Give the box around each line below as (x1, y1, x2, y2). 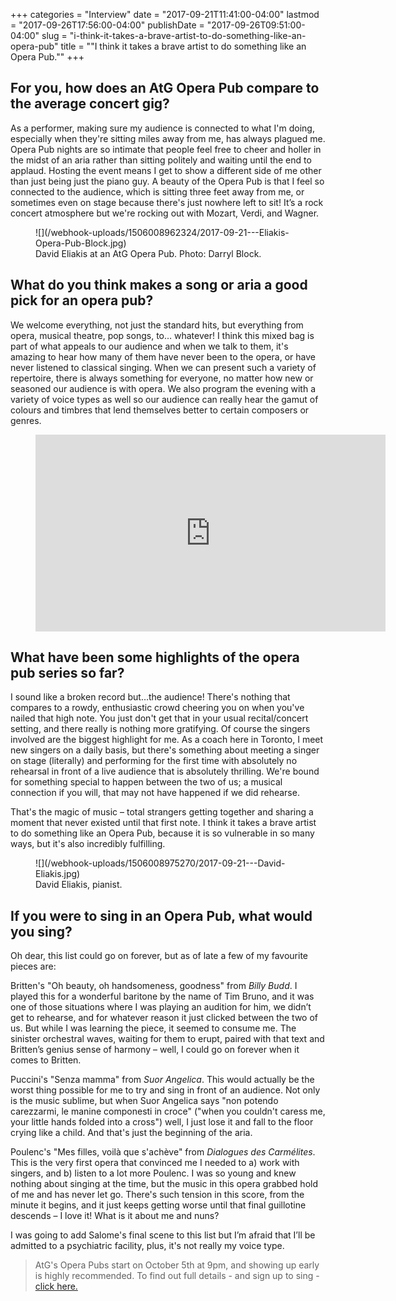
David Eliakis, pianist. (35, 879, 123, 891)
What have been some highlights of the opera (10, 649, 300, 666)
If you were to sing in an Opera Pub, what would (10, 907, 313, 924)
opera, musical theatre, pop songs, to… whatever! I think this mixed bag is (10, 329, 315, 341)
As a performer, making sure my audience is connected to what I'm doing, (10, 122, 315, 134)
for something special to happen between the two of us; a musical (10, 776, 283, 788)
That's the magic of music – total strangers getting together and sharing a (10, 806, 314, 818)
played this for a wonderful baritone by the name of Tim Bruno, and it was (10, 990, 315, 1003)
